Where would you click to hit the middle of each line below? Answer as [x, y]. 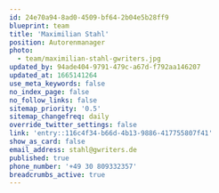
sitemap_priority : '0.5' [55, 109]
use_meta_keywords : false [57, 84]
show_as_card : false [48, 141]
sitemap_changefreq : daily [59, 117]
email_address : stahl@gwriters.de [73, 149]
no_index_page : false [49, 92]
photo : [21, 51]
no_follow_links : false [53, 100]
